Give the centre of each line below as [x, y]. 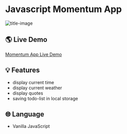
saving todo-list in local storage [45, 98]
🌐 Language [25, 114]
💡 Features [23, 70]
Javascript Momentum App [63, 9]
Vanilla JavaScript [31, 126]
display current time [33, 82]
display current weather [37, 88]
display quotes [28, 93]
